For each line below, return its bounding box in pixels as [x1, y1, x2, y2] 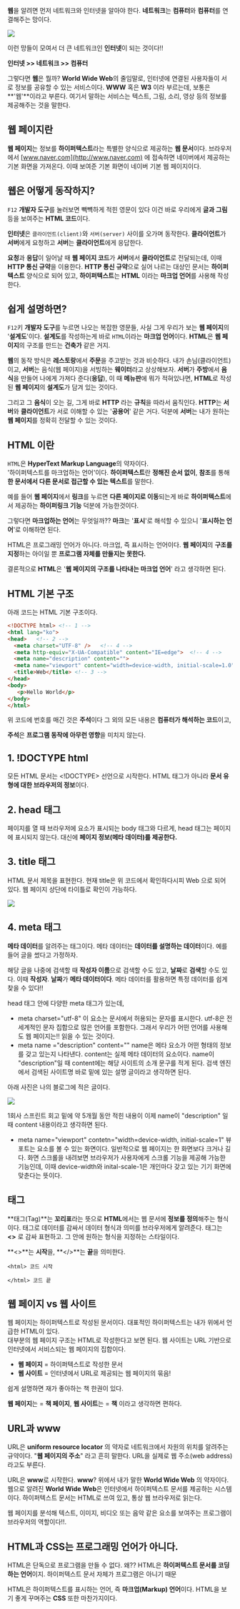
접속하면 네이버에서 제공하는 [151, 153, 231, 161]
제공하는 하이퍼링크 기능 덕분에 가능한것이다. [14, 501, 139, 510]
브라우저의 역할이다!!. [7, 1518, 66, 1526]
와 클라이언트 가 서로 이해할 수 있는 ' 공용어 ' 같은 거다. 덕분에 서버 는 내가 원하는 [13, 407, 230, 416]
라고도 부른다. [7, 1460, 46, 1469]
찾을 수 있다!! [7, 983, 44, 992]
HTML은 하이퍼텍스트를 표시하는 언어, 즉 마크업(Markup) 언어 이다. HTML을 [7, 1585, 220, 1593]
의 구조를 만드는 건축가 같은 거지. [19, 341, 111, 350]
